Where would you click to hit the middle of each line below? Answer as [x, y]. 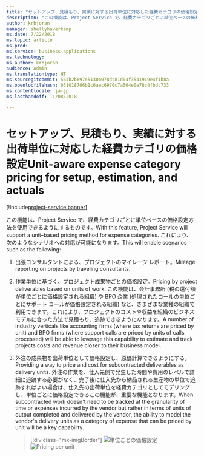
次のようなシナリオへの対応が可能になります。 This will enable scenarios [97, 242]
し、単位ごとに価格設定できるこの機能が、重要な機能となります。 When [104, 395]
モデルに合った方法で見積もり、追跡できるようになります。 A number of [104, 319]
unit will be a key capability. [49, 427]
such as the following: [34, 249]
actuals [25, 190]
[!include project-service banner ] [47, 207]
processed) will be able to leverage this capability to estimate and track [104, 339]
